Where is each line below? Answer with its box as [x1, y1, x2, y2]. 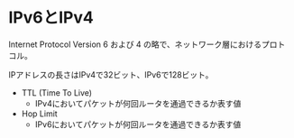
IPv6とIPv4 [8, 7, 94, 28]
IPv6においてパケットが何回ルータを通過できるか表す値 [34, 118, 242, 130]
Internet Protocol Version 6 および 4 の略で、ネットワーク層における [8, 39, 262, 50]
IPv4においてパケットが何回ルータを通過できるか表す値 [34, 97, 242, 108]
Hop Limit [21, 108, 58, 119]
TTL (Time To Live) [21, 87, 92, 98]
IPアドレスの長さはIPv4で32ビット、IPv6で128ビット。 [8, 69, 214, 80]
